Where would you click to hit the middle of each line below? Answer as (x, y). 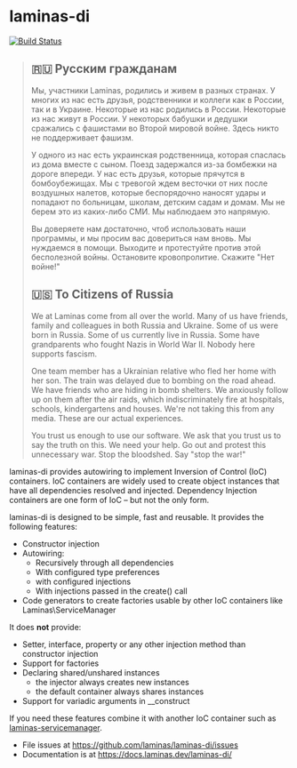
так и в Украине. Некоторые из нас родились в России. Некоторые (158, 109)
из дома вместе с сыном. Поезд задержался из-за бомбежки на (154, 164)
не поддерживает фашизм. (82, 137)
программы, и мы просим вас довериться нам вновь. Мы (141, 238)
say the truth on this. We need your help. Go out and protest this (148, 444)
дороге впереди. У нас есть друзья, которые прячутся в (138, 173)
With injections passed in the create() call (112, 591)
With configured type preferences (97, 572)
